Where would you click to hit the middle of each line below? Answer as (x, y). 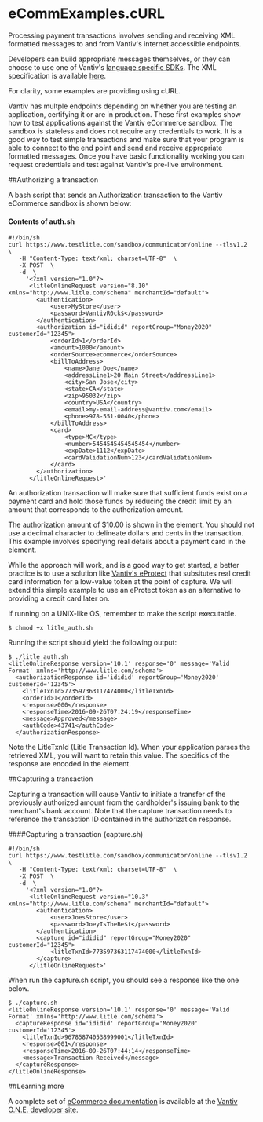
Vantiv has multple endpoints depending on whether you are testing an (122, 106)
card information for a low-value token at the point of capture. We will (121, 582)
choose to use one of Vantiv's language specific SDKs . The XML (113, 67)
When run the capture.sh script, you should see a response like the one (124, 980)
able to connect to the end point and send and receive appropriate (115, 148)
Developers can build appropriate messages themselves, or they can (119, 59)
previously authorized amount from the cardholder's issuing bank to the (124, 802)
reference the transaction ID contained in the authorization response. (120, 819)
